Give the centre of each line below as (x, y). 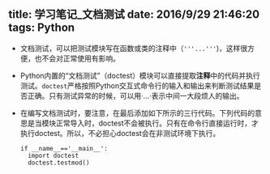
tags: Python (42, 28)
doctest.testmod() (59, 163)
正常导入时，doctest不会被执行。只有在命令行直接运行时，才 (157, 123)
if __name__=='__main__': (64, 148)
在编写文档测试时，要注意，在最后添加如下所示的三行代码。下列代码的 (137, 112)
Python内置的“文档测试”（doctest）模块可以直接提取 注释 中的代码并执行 (140, 75)
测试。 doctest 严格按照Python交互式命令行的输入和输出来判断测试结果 (137, 85)
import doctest (54, 155)
